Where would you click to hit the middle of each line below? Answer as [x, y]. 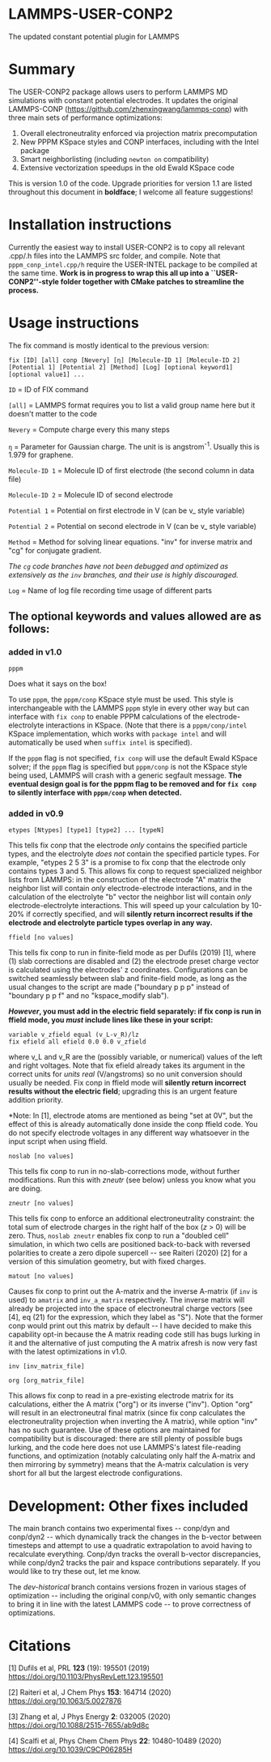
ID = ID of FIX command [49, 389]
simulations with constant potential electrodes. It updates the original [123, 100]
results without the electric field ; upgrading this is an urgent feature [123, 1091]
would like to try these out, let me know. [75, 1572]
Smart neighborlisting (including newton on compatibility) [114, 159]
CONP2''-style [34, 281]
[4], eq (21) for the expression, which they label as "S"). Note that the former [136, 1317]
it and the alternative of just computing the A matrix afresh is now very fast [133, 1343]
